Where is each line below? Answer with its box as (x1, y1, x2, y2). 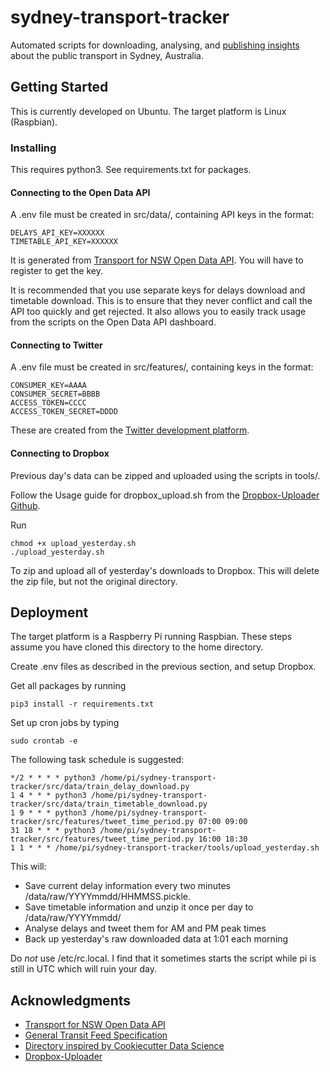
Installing (10, 141, 57, 155)
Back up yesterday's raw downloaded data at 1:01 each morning (24, 933, 289, 945)
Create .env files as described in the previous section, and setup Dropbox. (10, 661, 317, 673)
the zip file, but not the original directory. (10, 575, 178, 587)
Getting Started (10, 79, 109, 96)
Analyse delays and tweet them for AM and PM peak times (24, 922, 267, 935)
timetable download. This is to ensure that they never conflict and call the (10, 295, 313, 307)
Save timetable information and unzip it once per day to (24, 901, 254, 913)
